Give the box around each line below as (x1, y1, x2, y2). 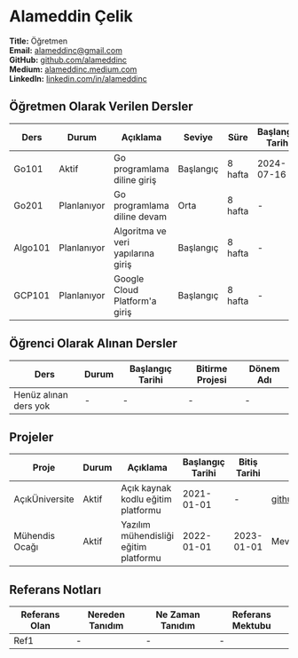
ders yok (13, 400, 51, 412)
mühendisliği (121, 530, 175, 543)
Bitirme (196, 362, 228, 375)
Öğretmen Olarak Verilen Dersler (9, 99, 193, 115)
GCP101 (13, 289, 51, 301)
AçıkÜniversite (13, 493, 74, 505)
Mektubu (231, 620, 271, 632)
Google (114, 273, 145, 285)
